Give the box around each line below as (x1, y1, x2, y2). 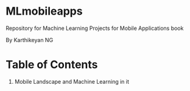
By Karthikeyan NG (5, 36, 54, 43)
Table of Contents (5, 58, 98, 71)
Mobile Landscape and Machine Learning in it (14, 78, 129, 85)
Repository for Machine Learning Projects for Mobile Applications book (5, 24, 184, 32)
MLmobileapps (5, 4, 83, 18)
